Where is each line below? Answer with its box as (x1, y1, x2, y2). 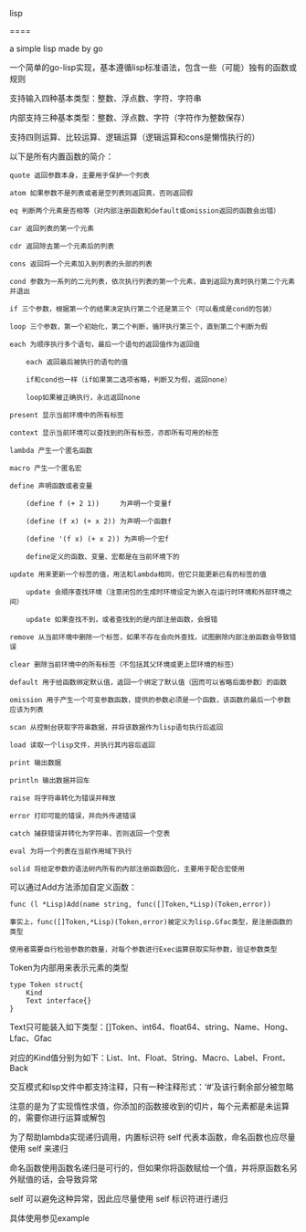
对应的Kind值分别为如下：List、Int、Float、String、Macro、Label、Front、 (9, 1052, 290, 1063)
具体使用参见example (9, 1213, 90, 1223)
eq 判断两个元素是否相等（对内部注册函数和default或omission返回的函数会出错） (9, 206, 280, 216)
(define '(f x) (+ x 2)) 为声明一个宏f (26, 534, 169, 543)
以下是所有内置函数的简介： (9, 151, 114, 162)
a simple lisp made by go (9, 43, 103, 54)
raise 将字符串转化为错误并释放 (9, 794, 116, 803)
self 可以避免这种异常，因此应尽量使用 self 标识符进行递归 (9, 1194, 228, 1204)
